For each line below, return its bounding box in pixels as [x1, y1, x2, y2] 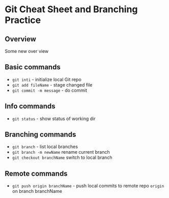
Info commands [5, 102, 55, 110]
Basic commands [5, 63, 61, 72]
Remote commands [5, 169, 68, 178]
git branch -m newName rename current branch [12, 149, 110, 155]
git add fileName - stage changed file [12, 81, 93, 88]
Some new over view [5, 48, 49, 54]
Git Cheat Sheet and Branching [5, 4, 138, 15]
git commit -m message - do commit [12, 87, 88, 93]
